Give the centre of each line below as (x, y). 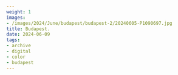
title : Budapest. (28, 29)
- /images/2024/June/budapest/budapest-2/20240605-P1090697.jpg (89, 23)
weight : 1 (19, 12)
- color (16, 57)
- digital (19, 51)
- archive (19, 46)
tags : (13, 40)
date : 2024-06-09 (28, 34)
